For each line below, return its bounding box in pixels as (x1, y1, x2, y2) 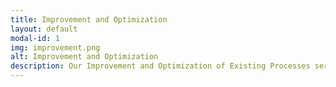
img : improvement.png (10, 42, 101, 53)
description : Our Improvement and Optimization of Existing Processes (10, 61, 311, 71)
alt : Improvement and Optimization (10, 52, 159, 62)
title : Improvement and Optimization (10, 14, 168, 25)
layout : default (10, 24, 78, 34)
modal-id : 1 (10, 33, 60, 43)
